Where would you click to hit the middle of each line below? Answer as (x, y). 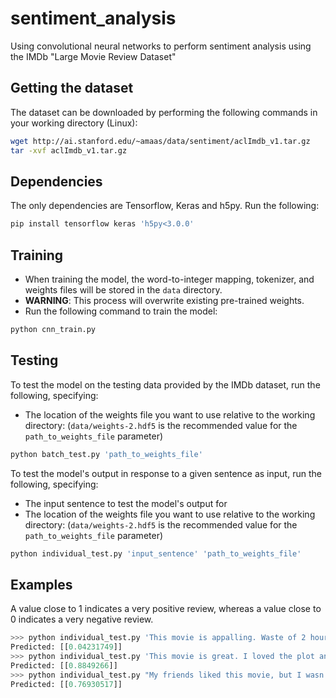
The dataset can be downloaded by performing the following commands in (164, 112)
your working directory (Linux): (74, 123)
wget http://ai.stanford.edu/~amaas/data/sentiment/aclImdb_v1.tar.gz (160, 141)
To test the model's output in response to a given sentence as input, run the (166, 473)
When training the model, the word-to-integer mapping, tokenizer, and (169, 279)
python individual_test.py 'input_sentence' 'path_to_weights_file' (156, 553)
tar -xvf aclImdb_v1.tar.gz (69, 150)
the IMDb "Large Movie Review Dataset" (93, 56)
